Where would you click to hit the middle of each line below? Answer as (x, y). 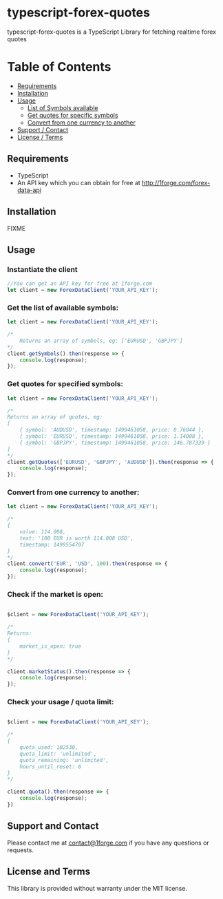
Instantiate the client (42, 269)
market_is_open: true (50, 646)
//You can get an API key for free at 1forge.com (80, 284)
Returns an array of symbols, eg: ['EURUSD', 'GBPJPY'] (102, 341)
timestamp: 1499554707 (52, 544)
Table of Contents (59, 67)
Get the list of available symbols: (63, 308)
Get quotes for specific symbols (73, 115)
